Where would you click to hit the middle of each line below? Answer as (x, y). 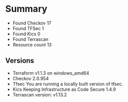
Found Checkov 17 (32, 23)
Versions (20, 61)
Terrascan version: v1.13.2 (40, 94)
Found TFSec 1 (28, 28)
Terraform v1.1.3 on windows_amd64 (51, 73)
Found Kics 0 (26, 34)
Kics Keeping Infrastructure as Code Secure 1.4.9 (64, 89)
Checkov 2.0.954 (31, 78)
